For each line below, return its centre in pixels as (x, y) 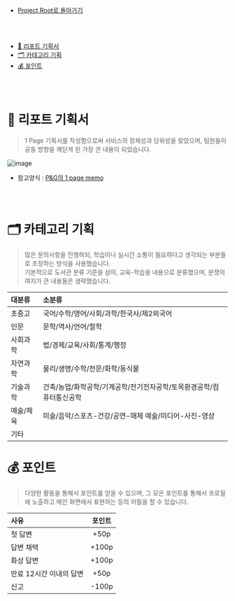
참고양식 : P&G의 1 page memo (60, 178)
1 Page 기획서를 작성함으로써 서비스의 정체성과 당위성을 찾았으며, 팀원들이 (125, 140)
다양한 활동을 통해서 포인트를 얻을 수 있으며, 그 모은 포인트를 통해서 (116, 493)
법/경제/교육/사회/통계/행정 (85, 345)
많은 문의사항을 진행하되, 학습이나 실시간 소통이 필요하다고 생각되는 (116, 255)
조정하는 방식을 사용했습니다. (71, 263)
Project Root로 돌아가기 (50, 10)
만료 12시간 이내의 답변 (47, 574)
